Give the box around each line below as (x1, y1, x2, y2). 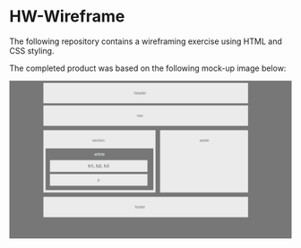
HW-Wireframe (9, 6, 125, 27)
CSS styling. (9, 45, 55, 56)
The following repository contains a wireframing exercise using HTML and (9, 36, 282, 47)
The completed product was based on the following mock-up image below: (9, 63, 287, 73)
